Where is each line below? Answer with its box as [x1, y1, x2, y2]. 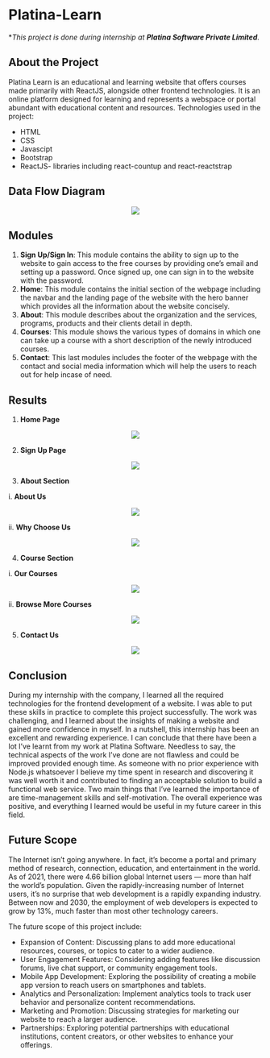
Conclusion [8, 669, 68, 683]
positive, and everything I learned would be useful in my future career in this [8, 802, 262, 811]
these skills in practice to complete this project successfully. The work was [8, 707, 258, 716]
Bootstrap [19, 152, 53, 162]
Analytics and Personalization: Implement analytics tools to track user [19, 989, 251, 998]
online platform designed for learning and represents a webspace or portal [8, 94, 256, 104]
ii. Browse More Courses [8, 600, 93, 609]
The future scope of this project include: [8, 921, 143, 931]
